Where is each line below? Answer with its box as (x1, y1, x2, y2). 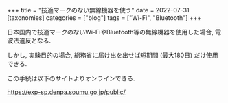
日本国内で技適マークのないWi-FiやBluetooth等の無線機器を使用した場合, (7, 28, 214, 36)
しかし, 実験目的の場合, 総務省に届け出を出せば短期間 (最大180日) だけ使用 (7, 51, 218, 59)
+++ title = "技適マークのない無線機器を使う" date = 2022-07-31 (7, 6, 190, 14)
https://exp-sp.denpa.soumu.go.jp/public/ (7, 88, 126, 96)
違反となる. (19, 36, 52, 45)
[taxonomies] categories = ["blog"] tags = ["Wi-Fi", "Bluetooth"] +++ (7, 14, 202, 22)
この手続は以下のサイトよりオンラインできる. (7, 74, 135, 82)
